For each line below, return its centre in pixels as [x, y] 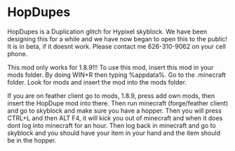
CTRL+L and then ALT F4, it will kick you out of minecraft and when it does [115, 118]
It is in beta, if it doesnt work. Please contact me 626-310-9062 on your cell [117, 46]
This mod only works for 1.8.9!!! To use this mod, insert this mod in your [110, 67]
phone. [18, 54]
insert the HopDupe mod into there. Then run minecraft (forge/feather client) [118, 103]
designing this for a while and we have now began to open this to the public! [117, 38]
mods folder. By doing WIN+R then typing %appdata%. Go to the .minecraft [116, 75]
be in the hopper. [32, 140]
